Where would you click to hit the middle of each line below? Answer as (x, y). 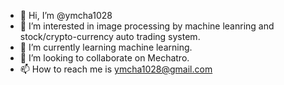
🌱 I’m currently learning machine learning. (106, 47)
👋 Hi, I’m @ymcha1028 (66, 15)
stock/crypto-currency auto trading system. (110, 36)
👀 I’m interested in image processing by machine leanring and (147, 26)
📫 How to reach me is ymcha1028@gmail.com (116, 69)
